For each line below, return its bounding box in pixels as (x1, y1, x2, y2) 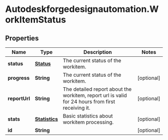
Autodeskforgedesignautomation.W (5, 3, 159, 15)
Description (83, 49, 112, 55)
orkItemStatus (5, 14, 66, 25)
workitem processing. (62, 119, 114, 126)
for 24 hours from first (62, 98, 115, 105)
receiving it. (62, 105, 90, 111)
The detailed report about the (62, 86, 132, 93)
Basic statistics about (62, 113, 113, 119)
